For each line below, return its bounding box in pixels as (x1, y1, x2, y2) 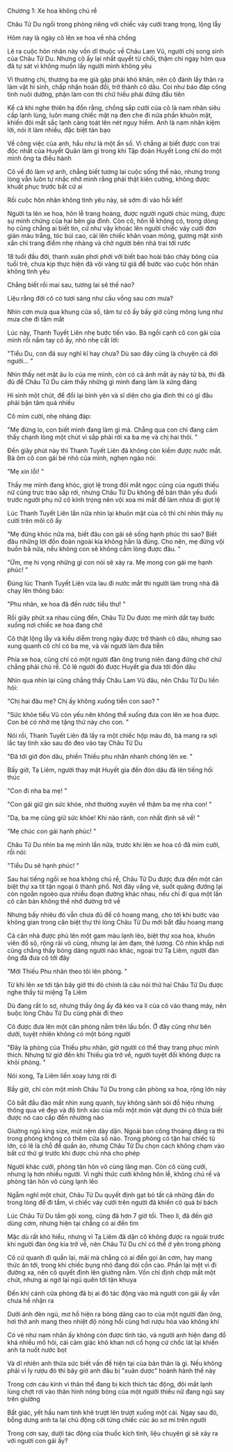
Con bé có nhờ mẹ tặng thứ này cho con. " (7, 718, 129, 726)
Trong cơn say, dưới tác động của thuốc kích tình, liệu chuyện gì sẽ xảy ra (7, 1429, 218, 1437)
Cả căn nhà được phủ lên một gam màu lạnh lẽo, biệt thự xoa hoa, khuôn (7, 931, 216, 940)
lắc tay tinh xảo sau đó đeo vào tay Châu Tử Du (7, 739, 143, 747)
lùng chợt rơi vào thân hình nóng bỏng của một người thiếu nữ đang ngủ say (7, 1387, 225, 1396)
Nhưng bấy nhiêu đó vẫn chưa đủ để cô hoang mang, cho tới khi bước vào (7, 910, 220, 919)
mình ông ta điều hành (7, 154, 72, 162)
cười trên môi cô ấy (7, 516, 63, 525)
